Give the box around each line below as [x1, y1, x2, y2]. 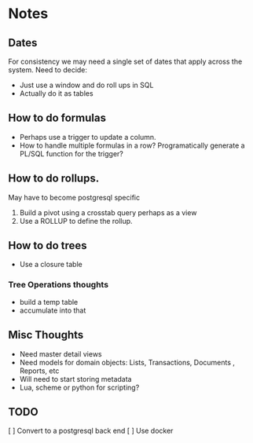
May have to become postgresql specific [8, 192, 140, 202]
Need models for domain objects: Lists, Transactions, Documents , [19, 357, 236, 367]
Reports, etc [19, 366, 60, 375]
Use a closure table [19, 260, 82, 269]
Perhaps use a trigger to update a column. [19, 132, 156, 141]
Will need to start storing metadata [19, 374, 132, 383]
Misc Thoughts [8, 328, 84, 342]
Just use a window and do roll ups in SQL [19, 80, 154, 90]
